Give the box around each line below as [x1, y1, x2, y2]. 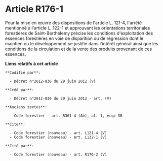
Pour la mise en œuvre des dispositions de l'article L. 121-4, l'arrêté [5, 20, 142, 26]
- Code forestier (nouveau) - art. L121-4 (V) [9, 130, 107, 135]
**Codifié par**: [5, 70, 41, 75]
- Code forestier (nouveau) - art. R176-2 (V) [9, 152, 107, 157]
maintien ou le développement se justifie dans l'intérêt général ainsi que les [5, 40, 159, 46]
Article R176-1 [5, 3, 63, 15]
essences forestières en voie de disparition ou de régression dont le [5, 35, 144, 41]
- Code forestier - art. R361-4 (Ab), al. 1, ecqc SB [9, 113, 122, 118]
